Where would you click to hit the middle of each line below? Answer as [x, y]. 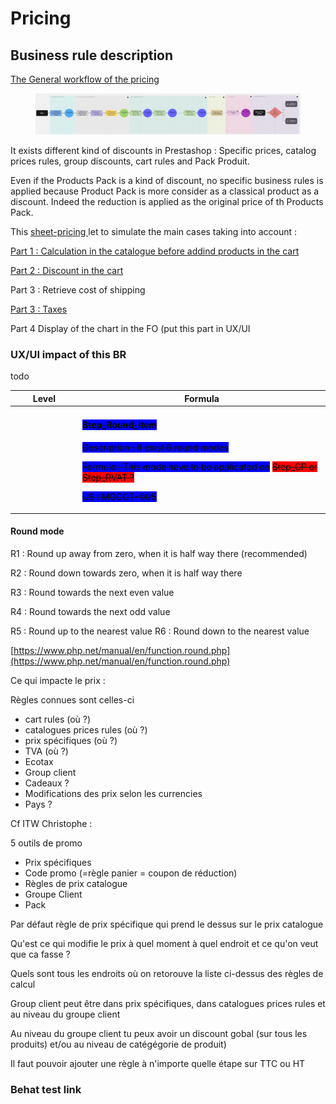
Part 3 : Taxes [39, 309]
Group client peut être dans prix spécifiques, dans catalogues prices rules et [168, 1003]
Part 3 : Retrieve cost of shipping [78, 289]
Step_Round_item [120, 425]
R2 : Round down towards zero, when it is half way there [126, 573]
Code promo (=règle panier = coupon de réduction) [131, 873]
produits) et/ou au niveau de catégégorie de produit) [118, 1044]
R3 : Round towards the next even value [92, 592]
